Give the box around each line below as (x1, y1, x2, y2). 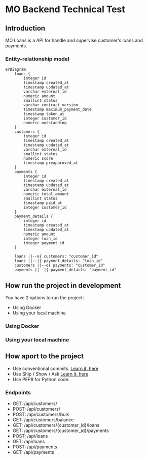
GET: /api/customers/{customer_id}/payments (12, 427, 109, 434)
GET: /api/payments (12, 449, 54, 455)
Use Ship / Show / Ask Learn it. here (12, 370, 89, 377)
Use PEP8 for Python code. (12, 376, 70, 382)
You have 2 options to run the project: (5, 295, 84, 301)
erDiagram (5, 67, 26, 72)
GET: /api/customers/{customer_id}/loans (12, 422, 100, 428)
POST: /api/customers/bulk (12, 411, 69, 418)
